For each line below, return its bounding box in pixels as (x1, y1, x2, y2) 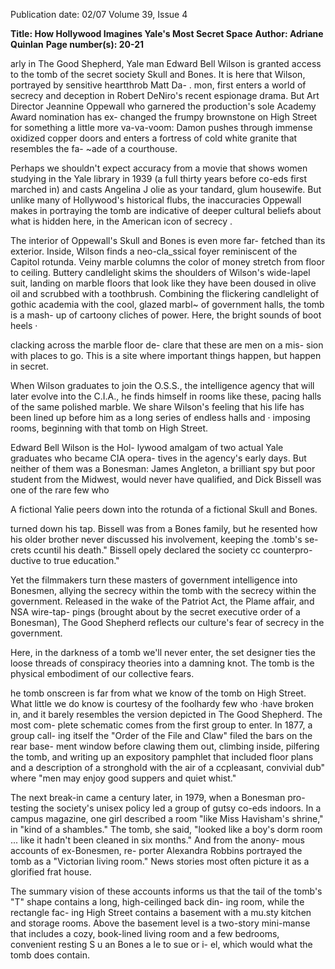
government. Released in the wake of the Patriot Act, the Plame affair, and (10, 595, 315, 607)
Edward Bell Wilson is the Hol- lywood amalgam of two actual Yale (10, 442, 284, 453)
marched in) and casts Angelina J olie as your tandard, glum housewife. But (10, 184, 322, 195)
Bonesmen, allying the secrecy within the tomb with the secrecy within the (10, 585, 317, 596)
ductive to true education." (10, 555, 120, 566)
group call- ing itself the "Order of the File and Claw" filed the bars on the (10, 730, 313, 741)
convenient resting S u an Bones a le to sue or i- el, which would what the (10, 939, 313, 950)
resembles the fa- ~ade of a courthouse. (10, 143, 178, 154)
